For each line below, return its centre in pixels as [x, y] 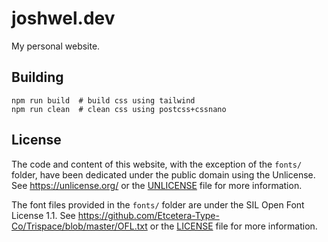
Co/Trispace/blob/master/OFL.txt [79, 226]
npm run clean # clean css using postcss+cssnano [119, 109]
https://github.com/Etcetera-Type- [148, 215]
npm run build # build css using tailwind [103, 100]
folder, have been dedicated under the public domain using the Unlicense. [163, 174]
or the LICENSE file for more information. [233, 226]
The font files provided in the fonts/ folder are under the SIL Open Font [158, 204]
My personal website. [56, 46]
